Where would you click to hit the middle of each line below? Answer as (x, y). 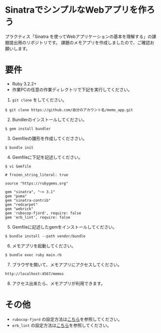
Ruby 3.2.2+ (24, 83)
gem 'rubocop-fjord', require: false (43, 213)
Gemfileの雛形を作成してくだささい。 (49, 138)
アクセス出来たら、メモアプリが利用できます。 (58, 283)
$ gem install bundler (28, 129)
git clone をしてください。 (39, 100)
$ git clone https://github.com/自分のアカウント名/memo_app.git (69, 110)
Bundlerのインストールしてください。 (49, 119)
